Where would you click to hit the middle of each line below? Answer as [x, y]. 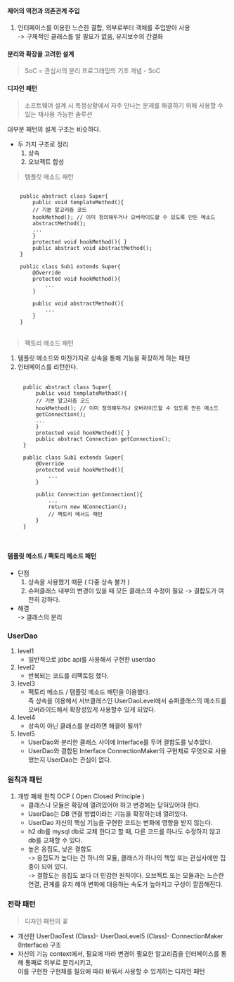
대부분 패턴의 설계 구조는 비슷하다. [54, 129]
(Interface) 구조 [39, 945]
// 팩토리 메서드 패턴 [76, 514]
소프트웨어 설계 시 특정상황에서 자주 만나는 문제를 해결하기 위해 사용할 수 [124, 105]
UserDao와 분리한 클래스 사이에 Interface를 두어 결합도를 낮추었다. [120, 742]
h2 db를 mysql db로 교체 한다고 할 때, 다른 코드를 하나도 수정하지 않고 [124, 831]
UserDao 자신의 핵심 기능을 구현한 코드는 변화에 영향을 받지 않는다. [120, 823]
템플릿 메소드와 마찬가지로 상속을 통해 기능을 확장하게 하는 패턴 [104, 358]
